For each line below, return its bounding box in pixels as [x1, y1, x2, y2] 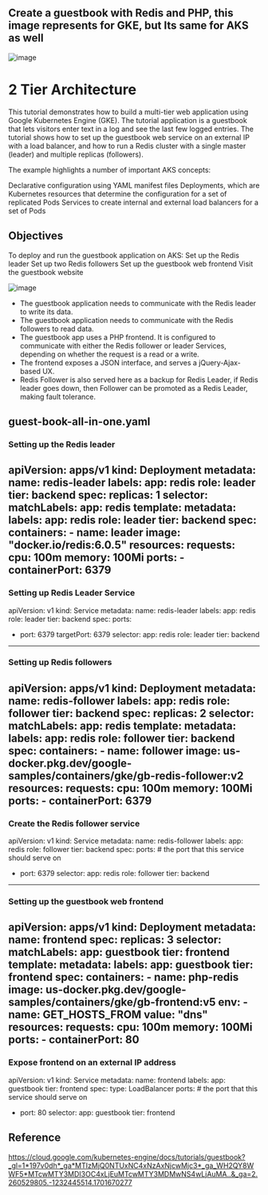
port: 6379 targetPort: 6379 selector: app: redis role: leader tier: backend [19, 629, 260, 639]
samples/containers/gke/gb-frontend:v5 [8, 995, 216, 1010]
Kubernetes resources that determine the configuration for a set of [8, 189, 227, 198]
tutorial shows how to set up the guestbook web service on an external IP [8, 132, 250, 142]
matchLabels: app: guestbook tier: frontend [8, 946, 230, 959]
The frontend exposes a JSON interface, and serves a [19, 357, 198, 367]
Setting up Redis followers [8, 657, 112, 668]
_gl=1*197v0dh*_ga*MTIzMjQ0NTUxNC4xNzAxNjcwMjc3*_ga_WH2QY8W [8, 1161, 254, 1170]
